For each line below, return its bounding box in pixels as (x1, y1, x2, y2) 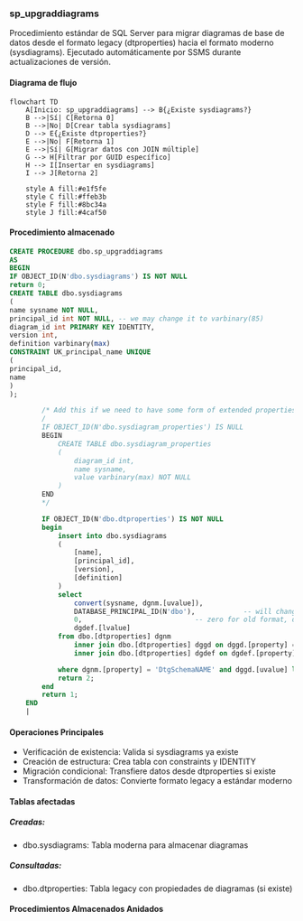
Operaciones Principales (9, 726, 104, 738)
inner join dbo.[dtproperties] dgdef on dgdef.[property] (73, 648, 297, 657)
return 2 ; (57, 674, 95, 683)
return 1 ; (41, 690, 78, 700)
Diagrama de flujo (9, 77, 78, 88)
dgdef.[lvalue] (73, 624, 131, 633)
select (57, 590, 83, 599)
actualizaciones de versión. (9, 57, 111, 68)
